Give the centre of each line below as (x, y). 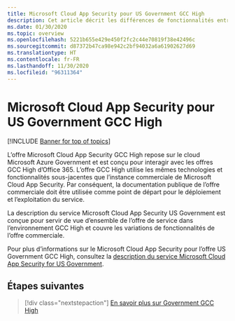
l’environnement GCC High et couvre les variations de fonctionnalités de (111, 228)
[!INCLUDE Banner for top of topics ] (59, 142)
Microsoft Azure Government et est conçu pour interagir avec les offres (110, 163)
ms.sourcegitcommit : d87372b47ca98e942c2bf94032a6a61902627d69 (101, 46)
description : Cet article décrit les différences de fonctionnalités (111, 20)
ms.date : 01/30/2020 (37, 27)
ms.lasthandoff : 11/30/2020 (48, 66)
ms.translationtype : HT (42, 53)
